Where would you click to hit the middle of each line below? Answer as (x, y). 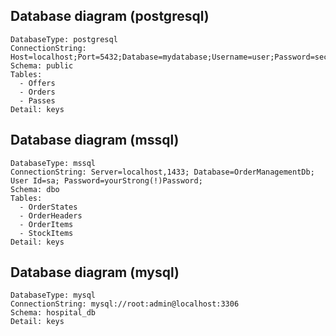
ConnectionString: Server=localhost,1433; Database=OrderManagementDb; (162, 172)
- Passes (37, 100)
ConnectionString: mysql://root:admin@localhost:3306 (125, 304)
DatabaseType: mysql (53, 295)
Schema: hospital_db (53, 313)
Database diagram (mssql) (95, 140)
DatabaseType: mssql (53, 163)
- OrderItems (46, 224)
